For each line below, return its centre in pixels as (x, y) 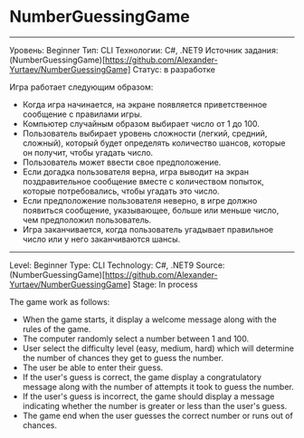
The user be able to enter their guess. (93, 367)
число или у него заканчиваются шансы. (101, 239)
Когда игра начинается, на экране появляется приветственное (145, 104)
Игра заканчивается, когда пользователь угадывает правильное (148, 229)
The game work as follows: (60, 301)
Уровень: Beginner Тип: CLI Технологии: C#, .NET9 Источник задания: (144, 50)
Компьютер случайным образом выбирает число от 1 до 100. (141, 123)
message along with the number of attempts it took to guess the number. (158, 386)
